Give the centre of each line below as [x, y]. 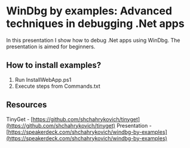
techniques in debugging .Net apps [95, 24]
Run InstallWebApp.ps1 [43, 79]
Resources [27, 105]
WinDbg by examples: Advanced [89, 11]
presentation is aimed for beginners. [51, 47]
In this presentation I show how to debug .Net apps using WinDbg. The [93, 40]
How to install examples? [54, 65]
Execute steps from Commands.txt [57, 86]
